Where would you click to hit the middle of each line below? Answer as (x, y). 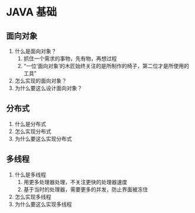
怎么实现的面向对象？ (40, 81)
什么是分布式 (30, 124)
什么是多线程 (30, 175)
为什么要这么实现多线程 (43, 204)
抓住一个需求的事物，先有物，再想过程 (70, 59)
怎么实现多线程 (33, 196)
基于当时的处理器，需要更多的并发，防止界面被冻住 (86, 189)
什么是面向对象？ (35, 51)
